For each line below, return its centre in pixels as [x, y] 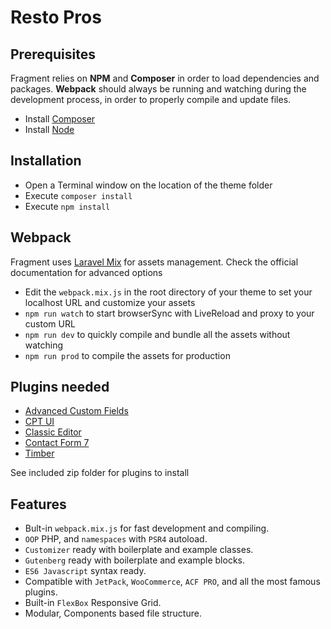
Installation [46, 161]
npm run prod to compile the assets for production [127, 355]
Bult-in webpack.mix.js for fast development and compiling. [147, 528]
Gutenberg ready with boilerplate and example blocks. [135, 560]
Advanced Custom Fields [76, 411]
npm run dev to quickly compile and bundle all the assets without [157, 334]
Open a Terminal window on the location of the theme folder [148, 185]
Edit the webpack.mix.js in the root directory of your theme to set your [168, 292]
